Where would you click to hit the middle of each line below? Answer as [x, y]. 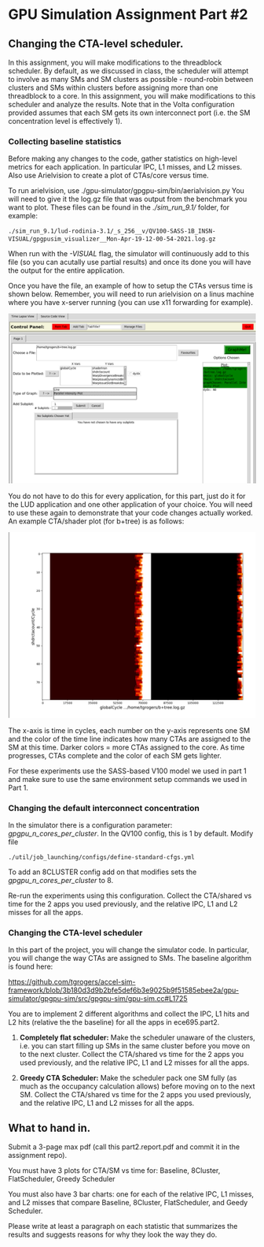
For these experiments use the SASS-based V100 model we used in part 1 [127, 771]
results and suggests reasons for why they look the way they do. [113, 1234]
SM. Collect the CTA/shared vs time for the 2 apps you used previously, [135, 1095]
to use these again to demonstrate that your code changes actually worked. [130, 512]
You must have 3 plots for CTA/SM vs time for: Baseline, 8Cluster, [114, 1171]
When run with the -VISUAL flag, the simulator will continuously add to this [129, 254]
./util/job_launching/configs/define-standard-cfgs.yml [101, 858]
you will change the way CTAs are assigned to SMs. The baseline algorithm [130, 959]
